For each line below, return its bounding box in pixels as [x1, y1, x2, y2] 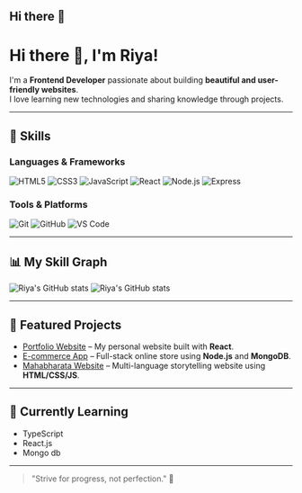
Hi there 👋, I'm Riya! [9, 45, 159, 66]
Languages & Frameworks [9, 155, 126, 167]
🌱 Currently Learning [9, 404, 129, 419]
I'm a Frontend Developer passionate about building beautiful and [9, 75, 256, 85]
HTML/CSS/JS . [22, 370, 80, 381]
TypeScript [22, 428, 64, 439]
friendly [9, 85, 40, 95]
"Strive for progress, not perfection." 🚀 [31, 473, 174, 484]
